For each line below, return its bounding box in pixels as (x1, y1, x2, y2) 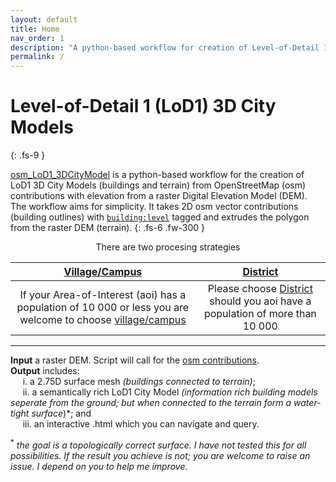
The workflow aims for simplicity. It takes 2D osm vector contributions (10, 201, 299, 213)
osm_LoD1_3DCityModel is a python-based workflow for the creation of (10, 169, 305, 181)
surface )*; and (31, 407, 92, 420)
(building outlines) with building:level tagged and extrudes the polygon (10, 211, 310, 223)
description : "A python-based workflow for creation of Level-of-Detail (10, 42, 320, 53)
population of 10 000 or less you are (16, 301, 190, 315)
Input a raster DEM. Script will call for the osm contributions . (10, 354, 260, 366)
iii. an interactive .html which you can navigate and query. (22, 418, 260, 430)
